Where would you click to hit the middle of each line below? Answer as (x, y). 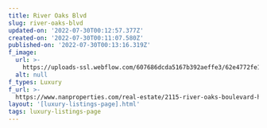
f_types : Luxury (35, 82)
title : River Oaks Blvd (48, 16)
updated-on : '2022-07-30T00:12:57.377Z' (76, 30)
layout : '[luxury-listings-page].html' (74, 104)
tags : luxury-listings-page (55, 112)
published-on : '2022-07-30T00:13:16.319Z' (79, 45)
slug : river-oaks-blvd (46, 23)
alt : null (31, 75)
